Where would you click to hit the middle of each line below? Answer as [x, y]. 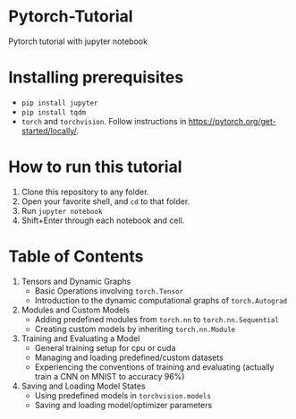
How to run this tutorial [95, 167]
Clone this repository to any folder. [85, 192]
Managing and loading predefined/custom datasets [129, 357]
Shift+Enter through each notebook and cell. [103, 220]
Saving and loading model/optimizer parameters [123, 405]
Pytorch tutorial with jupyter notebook [78, 41]
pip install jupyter [59, 103]
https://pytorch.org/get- [232, 121]
